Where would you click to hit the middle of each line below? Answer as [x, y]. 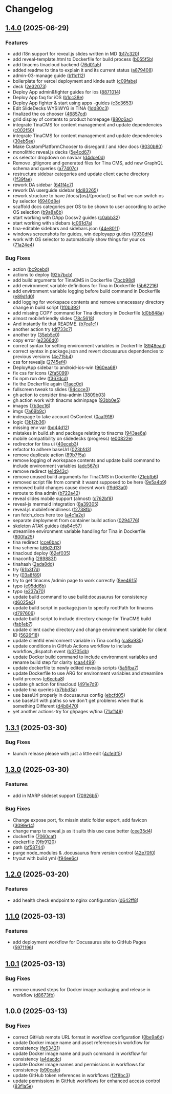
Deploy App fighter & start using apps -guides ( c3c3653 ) [73, 103]
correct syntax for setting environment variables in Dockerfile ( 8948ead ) [89, 346]
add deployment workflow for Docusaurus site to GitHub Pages [79, 942]
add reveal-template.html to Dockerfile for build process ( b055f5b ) [83, 59]
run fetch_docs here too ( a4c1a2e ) [49, 515]
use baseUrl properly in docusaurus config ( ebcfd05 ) [69, 695]
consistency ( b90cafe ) [37, 1070]
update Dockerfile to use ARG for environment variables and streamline [88, 673]
